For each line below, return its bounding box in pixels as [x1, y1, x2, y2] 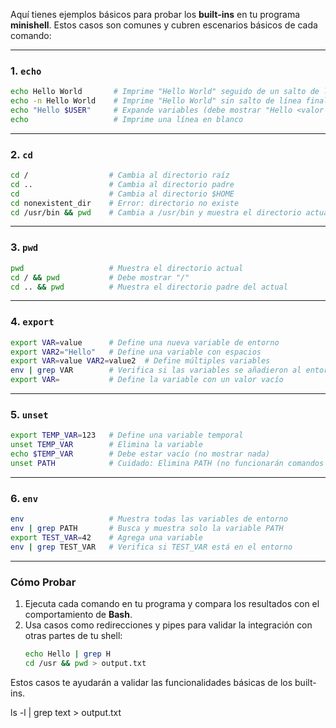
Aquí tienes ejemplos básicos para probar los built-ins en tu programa [10, 9, 301, 20]
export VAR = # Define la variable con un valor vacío [10, 375, 284, 385]
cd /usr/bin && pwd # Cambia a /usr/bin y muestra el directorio [10, 207, 302, 218]
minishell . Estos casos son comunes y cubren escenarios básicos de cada [10, 19, 318, 31]
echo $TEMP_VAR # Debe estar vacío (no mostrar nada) [10, 449, 271, 459]
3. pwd [10, 240, 39, 254]
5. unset [10, 407, 49, 421]
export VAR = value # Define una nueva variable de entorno [10, 337, 280, 348]
